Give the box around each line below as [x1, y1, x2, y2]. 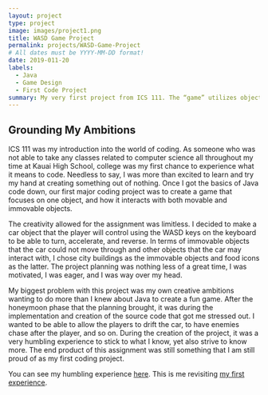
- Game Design [15, 78, 62, 86]
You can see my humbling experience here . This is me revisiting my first [8, 369, 245, 379]
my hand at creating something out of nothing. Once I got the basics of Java [8, 178, 259, 188]
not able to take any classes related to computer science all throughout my [8, 153, 254, 162]
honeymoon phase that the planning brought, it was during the [8, 303, 214, 313]
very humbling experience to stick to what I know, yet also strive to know [8, 337, 247, 346]
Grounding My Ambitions [8, 123, 136, 137]
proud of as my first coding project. [8, 353, 125, 364]
